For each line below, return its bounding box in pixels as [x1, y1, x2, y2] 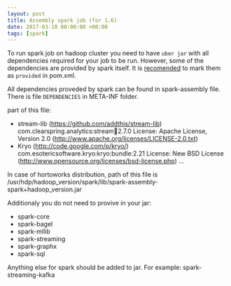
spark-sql [17, 250, 45, 258]
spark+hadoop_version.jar [7, 185, 83, 193]
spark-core [17, 212, 50, 221]
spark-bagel [17, 220, 53, 229]
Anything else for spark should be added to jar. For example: [7, 264, 182, 272]
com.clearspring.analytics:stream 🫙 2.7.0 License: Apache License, [17, 127, 208, 135]
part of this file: [7, 106, 51, 114]
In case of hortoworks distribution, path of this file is [7, 170, 158, 179]
